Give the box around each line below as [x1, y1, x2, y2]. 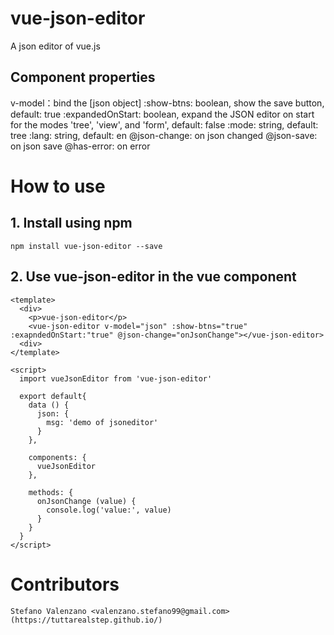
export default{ [19, 391, 87, 401]
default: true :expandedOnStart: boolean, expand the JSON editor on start [10, 108, 315, 120]
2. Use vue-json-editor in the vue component [10, 268, 297, 286]
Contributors [10, 573, 120, 596]
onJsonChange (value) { [36, 496, 137, 506]
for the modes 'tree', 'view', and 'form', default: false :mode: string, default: [10, 118, 319, 131]
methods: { [28, 487, 74, 497]
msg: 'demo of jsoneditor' [46, 417, 159, 427]
